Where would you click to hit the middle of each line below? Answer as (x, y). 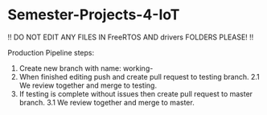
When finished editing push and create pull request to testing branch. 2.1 (140, 76)
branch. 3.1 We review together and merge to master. (107, 102)
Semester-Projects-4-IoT (94, 15)
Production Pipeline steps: (51, 52)
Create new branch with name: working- (86, 68)
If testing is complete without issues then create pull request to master (136, 93)
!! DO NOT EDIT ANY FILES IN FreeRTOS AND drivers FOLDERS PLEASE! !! (131, 37)
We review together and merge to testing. (88, 85)
